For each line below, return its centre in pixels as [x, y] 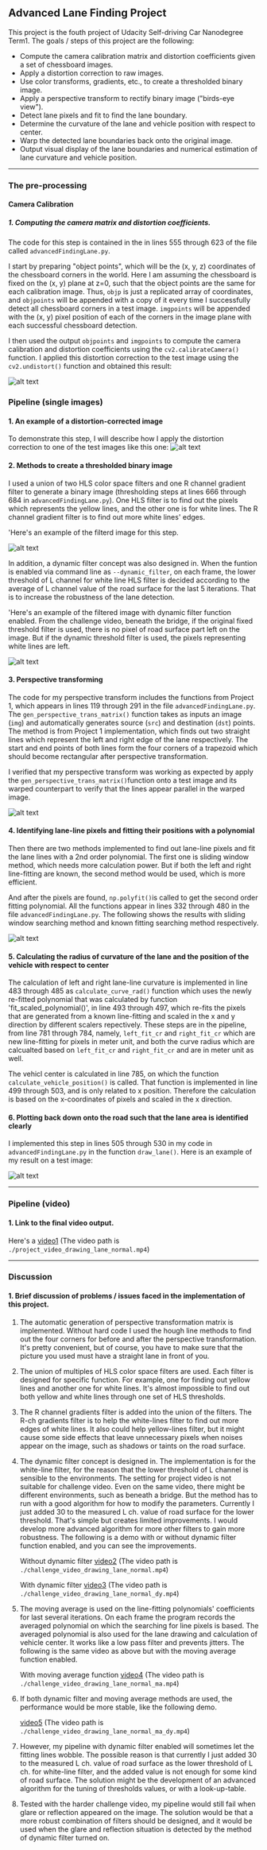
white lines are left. [39, 646]
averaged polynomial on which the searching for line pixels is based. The [139, 1625]
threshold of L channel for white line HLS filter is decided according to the [129, 580]
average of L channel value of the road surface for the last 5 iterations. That [132, 588]
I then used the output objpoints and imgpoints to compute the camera [124, 341]
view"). [31, 106]
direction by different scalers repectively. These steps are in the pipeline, [128, 1025]
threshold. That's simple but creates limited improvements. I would [129, 1520]
